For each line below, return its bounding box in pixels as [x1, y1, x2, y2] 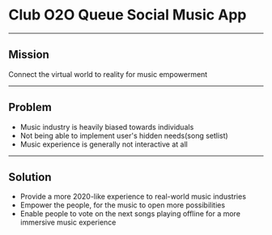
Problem [8, 100, 53, 114]
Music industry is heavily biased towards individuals [19, 122, 194, 131]
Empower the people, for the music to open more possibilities [19, 200, 225, 210]
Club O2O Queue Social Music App [8, 6, 247, 24]
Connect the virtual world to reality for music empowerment [8, 69, 208, 79]
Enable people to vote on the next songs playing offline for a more [19, 209, 241, 219]
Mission [8, 48, 50, 62]
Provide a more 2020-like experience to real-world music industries [19, 192, 247, 202]
